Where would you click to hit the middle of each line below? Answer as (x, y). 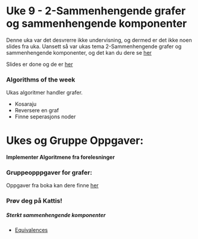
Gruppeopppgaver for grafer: (49, 172)
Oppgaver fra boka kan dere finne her (53, 185)
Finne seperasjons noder (45, 117)
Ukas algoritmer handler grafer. (45, 93)
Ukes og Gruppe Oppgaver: (75, 141)
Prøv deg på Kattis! (34, 201)
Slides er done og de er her (40, 64)
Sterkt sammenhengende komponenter (56, 215)
